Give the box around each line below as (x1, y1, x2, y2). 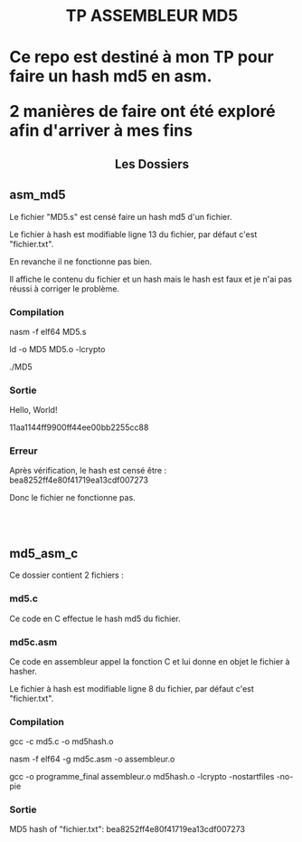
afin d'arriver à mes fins (9, 120, 193, 141)
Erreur (9, 445, 38, 457)
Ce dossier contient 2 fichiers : (9, 569, 124, 580)
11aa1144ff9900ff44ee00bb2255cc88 (9, 422, 149, 433)
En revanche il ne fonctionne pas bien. (9, 255, 152, 267)
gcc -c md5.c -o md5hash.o (9, 736, 114, 747)
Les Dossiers (114, 156, 190, 172)
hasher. (9, 665, 38, 676)
